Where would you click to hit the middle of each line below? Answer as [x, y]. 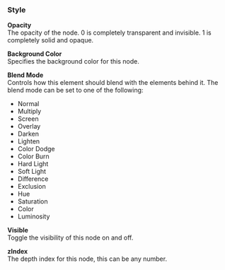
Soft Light [32, 172]
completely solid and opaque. [51, 40]
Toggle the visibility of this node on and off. [70, 237]
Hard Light [33, 164]
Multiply [29, 112]
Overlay [29, 127]
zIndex [18, 252]
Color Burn [33, 156]
